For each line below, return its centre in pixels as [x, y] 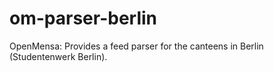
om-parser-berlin [83, 18]
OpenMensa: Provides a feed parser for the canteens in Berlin [136, 46]
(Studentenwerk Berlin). [58, 56]
